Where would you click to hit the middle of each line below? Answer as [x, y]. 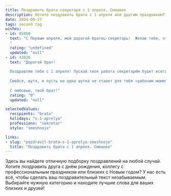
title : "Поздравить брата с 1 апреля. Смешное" [61, 147]
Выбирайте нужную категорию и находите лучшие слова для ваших [79, 183]
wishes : [13, 29]
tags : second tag [24, 24]
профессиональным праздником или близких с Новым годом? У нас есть [85, 172]
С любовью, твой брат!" [35, 90]
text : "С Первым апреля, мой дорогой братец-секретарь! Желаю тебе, [85, 39]
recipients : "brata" [32, 114]
